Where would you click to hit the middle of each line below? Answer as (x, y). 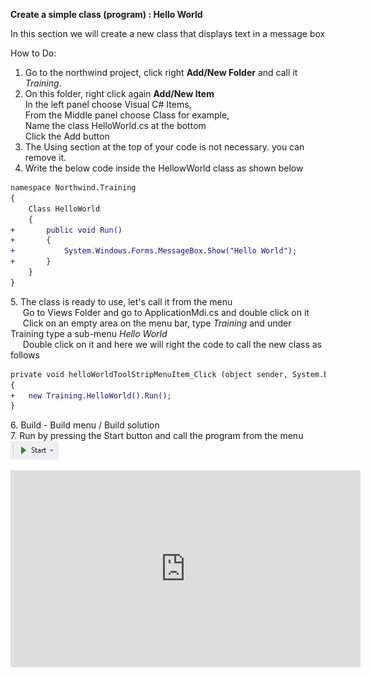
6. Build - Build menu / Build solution (85, 425)
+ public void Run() (66, 230)
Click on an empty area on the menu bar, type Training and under (157, 323)
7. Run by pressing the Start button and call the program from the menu (157, 436)
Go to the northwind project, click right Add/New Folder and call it (161, 72)
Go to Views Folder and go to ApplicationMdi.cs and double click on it (166, 312)
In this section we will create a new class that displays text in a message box (168, 33)
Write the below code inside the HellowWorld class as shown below (164, 168)
